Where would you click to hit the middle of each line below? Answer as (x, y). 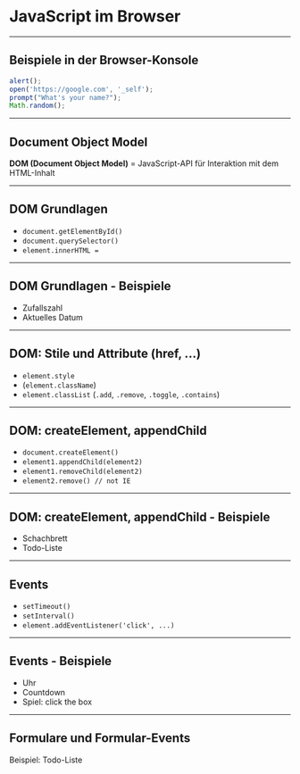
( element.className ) (59, 385)
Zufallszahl (42, 308)
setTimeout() (46, 606)
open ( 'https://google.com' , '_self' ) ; (81, 89)
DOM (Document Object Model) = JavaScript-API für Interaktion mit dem (144, 163)
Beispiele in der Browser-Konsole (104, 60)
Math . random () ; (37, 106)
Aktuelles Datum (52, 317)
